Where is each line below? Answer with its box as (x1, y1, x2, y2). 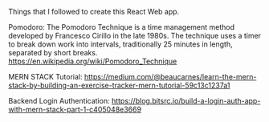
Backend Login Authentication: (8, 96, 110, 105)
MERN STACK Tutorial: (8, 72, 83, 81)
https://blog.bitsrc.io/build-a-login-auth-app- (111, 96, 261, 105)
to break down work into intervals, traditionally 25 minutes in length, (8, 39, 233, 49)
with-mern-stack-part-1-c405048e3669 (8, 104, 142, 114)
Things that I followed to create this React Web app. (8, 7, 180, 16)
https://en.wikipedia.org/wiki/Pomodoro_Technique (8, 56, 177, 66)
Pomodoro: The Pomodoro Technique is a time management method (8, 22, 235, 31)
